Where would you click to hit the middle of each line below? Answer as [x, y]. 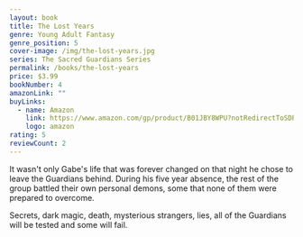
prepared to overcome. [52, 197]
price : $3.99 [34, 77]
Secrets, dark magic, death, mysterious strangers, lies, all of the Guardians [148, 215]
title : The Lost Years [52, 26]
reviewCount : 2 [38, 143]
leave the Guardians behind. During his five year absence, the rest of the [144, 178]
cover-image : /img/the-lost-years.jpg [82, 51]
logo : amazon [50, 127]
